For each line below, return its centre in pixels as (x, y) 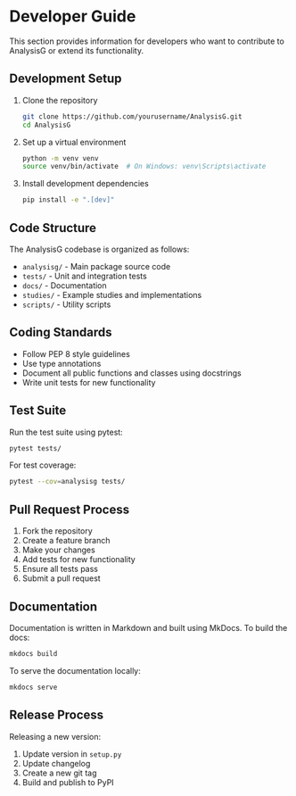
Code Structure (53, 228)
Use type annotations (62, 363)
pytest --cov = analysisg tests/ (67, 482)
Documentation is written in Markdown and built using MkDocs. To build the (148, 627)
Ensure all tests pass (60, 569)
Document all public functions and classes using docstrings (132, 373)
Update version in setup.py (72, 754)
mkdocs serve (33, 687)
